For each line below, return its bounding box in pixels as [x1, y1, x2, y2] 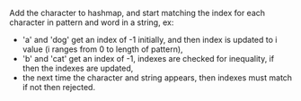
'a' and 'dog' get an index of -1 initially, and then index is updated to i [22, 35, 278, 45]
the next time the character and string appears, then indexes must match [22, 72, 293, 83]
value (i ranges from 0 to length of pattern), [22, 44, 183, 55]
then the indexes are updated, [22, 63, 134, 73]
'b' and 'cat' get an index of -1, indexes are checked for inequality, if [22, 54, 275, 63]
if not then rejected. [22, 82, 96, 92]
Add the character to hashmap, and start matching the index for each [9, 8, 266, 18]
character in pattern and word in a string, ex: [9, 17, 174, 28]
